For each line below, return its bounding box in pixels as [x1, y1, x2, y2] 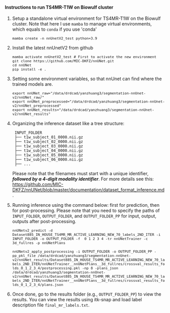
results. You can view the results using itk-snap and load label [12, 297, 142, 303]
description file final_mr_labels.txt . [12, 302, 90, 308]
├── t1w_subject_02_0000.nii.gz [14, 139, 83, 145]
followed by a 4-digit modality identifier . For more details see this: [12, 176, 154, 182]
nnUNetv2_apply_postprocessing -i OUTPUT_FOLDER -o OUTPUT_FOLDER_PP [12, 249, 152, 254]
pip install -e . [12, 67, 47, 72]
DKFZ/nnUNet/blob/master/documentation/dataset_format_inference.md [12, 187, 165, 193]
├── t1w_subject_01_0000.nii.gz [14, 135, 83, 140]
